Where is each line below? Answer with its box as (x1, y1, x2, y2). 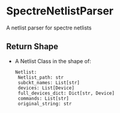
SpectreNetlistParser (6, 4, 114, 18)
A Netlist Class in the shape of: (14, 57, 91, 64)
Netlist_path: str (17, 74, 64, 81)
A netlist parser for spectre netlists (6, 24, 92, 31)
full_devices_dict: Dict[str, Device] (17, 90, 115, 96)
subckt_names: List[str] (17, 79, 80, 85)
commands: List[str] (17, 95, 69, 102)
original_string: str (17, 100, 72, 106)
